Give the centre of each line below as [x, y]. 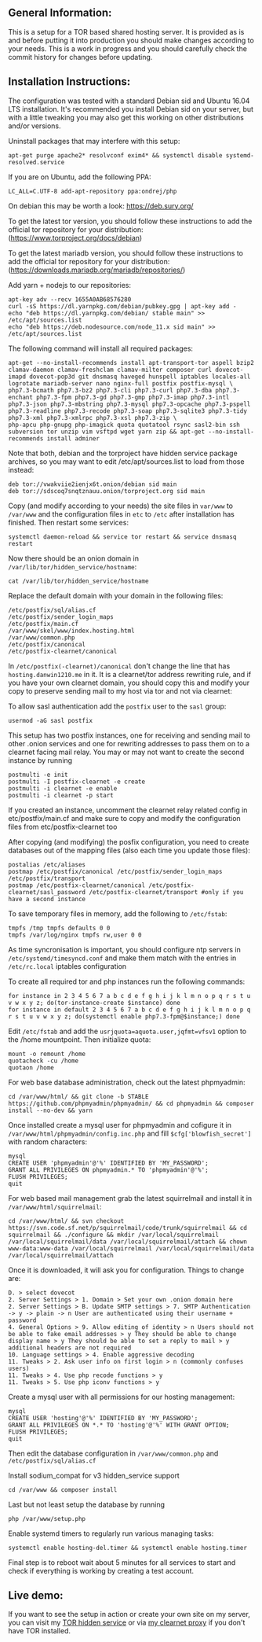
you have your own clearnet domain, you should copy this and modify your [129, 683]
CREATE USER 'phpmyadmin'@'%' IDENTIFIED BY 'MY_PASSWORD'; [109, 1163]
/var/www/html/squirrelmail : [55, 1206]
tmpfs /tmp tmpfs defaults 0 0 [59, 928]
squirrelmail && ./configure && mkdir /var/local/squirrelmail [114, 1235]
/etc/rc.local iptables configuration [67, 966]
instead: [21, 469]
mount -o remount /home [47, 1054]
